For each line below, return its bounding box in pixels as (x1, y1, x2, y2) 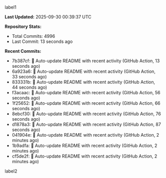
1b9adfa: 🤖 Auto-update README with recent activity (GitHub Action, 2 (11, 143, 158, 149)
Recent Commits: (4, 48, 41, 54)
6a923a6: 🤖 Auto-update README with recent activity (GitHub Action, (11, 68, 156, 74)
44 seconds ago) (11, 84, 47, 90)
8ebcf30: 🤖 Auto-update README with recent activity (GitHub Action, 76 (11, 111, 162, 117)
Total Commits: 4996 (11, 33, 55, 39)
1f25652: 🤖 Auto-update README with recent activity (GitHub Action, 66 (11, 100, 161, 106)
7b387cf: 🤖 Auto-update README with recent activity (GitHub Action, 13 (11, 58, 160, 64)
